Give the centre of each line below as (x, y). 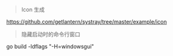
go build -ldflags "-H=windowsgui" (50, 46)
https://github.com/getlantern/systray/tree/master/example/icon (87, 22)
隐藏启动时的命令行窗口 (51, 34)
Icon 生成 (33, 9)
